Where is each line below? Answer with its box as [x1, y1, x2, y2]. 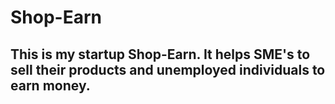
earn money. [10, 77, 91, 94]
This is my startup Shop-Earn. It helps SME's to [10, 46, 311, 63]
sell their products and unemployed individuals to [10, 61, 326, 78]
